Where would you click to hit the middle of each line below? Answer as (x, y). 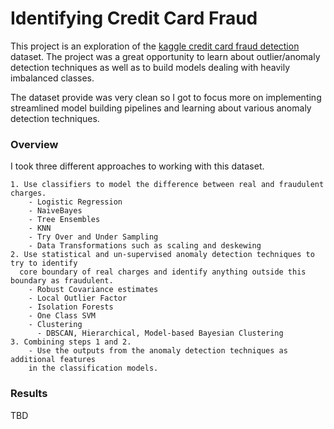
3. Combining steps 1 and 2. (71, 342)
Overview (34, 144)
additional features (53, 360)
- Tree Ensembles (64, 220)
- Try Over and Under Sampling (93, 237)
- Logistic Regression (75, 202)
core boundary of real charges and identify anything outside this (163, 272)
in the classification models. (93, 368)
